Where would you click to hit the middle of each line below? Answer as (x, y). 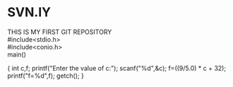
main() (17, 54)
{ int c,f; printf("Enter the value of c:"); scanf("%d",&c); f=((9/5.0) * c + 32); (117, 68)
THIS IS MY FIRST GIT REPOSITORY (60, 32)
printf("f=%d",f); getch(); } (46, 76)
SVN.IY (29, 12)
